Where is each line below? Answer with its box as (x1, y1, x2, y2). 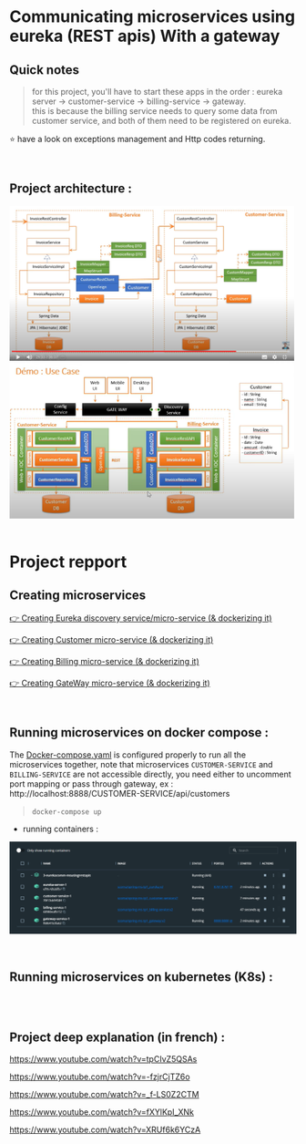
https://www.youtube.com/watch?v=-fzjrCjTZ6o (9, 1071, 190, 1082)
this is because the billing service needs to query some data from (31, 106, 278, 116)
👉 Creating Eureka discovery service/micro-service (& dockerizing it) (9, 613, 272, 624)
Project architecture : (9, 180, 132, 197)
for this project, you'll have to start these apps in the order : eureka (31, 87, 283, 97)
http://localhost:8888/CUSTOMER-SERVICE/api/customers (9, 788, 230, 799)
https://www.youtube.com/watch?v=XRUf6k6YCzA (9, 1124, 201, 1136)
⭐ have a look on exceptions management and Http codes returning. (9, 134, 266, 144)
